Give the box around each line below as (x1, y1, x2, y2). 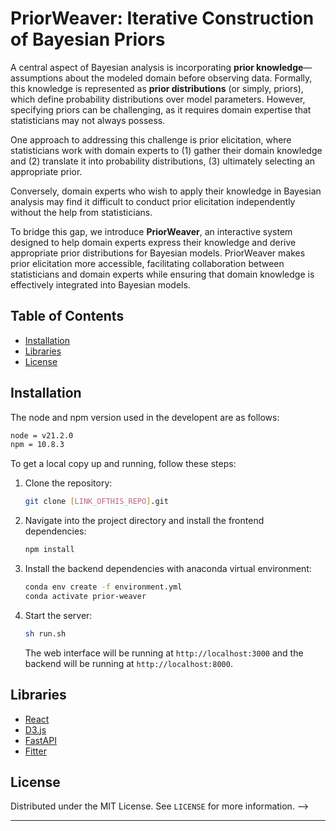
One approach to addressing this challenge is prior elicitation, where (10, 133, 292, 146)
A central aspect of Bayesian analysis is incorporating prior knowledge (10, 61, 304, 73)
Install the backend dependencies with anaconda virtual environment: (24, 563, 312, 575)
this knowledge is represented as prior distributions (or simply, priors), (10, 82, 304, 94)
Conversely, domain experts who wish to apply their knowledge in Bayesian (10, 185, 322, 197)
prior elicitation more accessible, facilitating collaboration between (10, 257, 285, 269)
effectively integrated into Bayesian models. (10, 278, 191, 291)
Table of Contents (10, 308, 125, 325)
